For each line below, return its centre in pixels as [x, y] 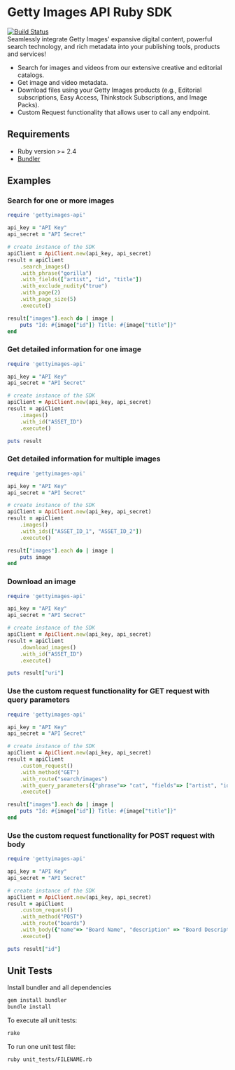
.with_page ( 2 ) [40, 293]
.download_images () [48, 647]
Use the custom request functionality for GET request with [108, 691]
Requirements [38, 134]
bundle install [29, 1007]
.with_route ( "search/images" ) [64, 779]
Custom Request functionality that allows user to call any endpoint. [114, 112]
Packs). [28, 104]
